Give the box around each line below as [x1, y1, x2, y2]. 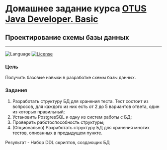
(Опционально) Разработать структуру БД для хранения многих [12, 124, 150, 130]
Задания [5, 87, 27, 94]
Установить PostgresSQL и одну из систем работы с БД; [12, 114, 132, 120]
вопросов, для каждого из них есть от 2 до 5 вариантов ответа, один [12, 103, 160, 109]
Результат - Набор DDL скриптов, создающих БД [5, 139, 110, 145]
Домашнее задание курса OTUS [5, 3, 147, 14]
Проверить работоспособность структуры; [12, 119, 105, 125]
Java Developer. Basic [5, 13, 98, 25]
